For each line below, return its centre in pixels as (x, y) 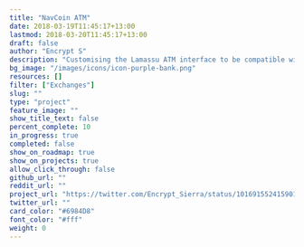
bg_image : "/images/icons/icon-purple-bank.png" (103, 69)
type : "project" (40, 102)
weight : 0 (28, 228)
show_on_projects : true (54, 161)
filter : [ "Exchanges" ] (52, 85)
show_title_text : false (54, 119)
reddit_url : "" (38, 186)
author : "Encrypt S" (48, 52)
